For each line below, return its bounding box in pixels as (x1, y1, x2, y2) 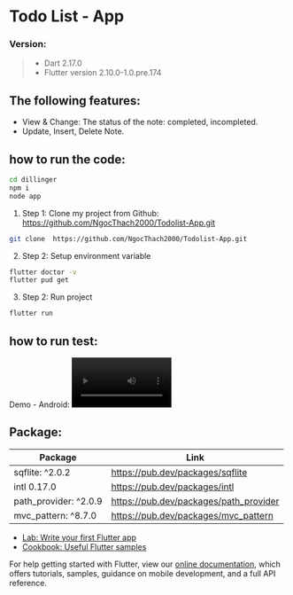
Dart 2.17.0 (43, 58, 82, 68)
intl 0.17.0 (13, 481, 57, 493)
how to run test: (9, 333, 98, 348)
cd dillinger (9, 176, 58, 184)
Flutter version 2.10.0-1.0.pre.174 (43, 67, 162, 78)
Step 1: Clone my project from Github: (21, 207, 159, 218)
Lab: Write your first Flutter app (21, 532, 137, 543)
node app (9, 192, 42, 200)
